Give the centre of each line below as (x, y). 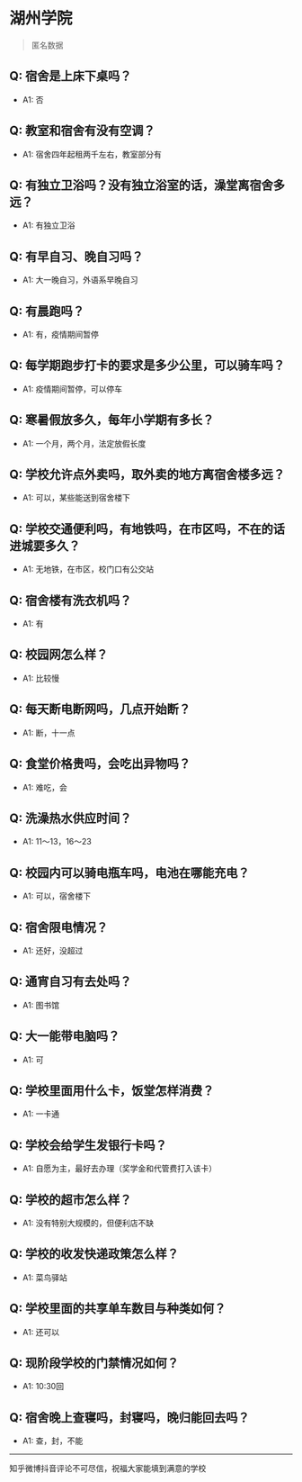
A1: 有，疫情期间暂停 (60, 334)
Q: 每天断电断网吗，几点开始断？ (100, 709)
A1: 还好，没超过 (53, 950)
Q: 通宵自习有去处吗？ (71, 982)
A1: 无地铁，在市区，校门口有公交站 (88, 569)
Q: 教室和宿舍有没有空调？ (82, 131)
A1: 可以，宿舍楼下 (57, 896)
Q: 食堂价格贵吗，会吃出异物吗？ (100, 764)
